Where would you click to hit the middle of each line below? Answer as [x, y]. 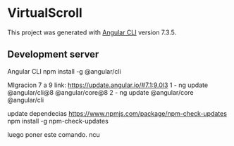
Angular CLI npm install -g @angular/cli [64, 71]
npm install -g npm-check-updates [58, 121]
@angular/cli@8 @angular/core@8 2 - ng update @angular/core [100, 92]
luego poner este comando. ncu [54, 134]
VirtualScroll [45, 13]
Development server [53, 54]
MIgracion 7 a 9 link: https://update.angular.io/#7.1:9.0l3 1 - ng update [108, 85]
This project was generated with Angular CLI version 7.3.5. [92, 32]
